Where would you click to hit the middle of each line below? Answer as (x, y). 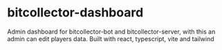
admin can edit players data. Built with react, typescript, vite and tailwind (111, 38)
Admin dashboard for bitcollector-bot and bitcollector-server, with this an (111, 32)
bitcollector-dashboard (75, 13)
